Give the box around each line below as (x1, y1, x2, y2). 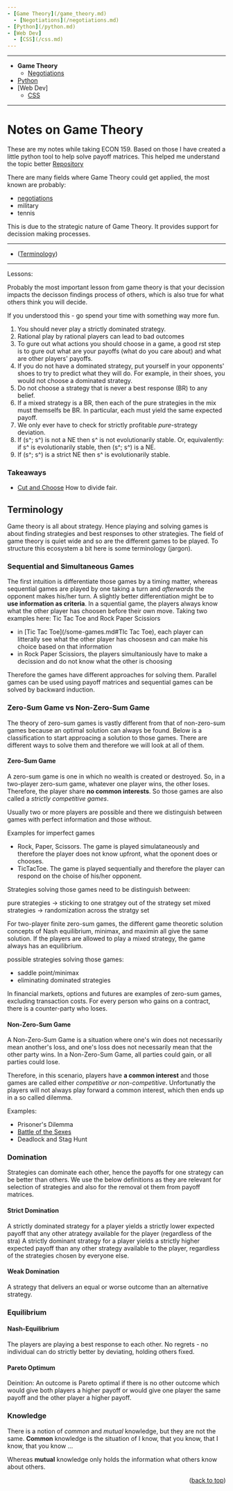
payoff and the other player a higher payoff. (7, 1394, 132, 1402)
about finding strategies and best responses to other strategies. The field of (7, 530, 224, 538)
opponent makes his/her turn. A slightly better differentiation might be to (7, 592, 214, 601)
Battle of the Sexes (17, 1127, 71, 1136)
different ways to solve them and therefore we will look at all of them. (7, 741, 205, 749)
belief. (17, 391, 35, 400)
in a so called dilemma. (7, 1093, 73, 1102)
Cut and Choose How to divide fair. (17, 484, 118, 492)
